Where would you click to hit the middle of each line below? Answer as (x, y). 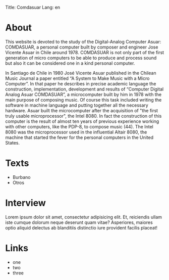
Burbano (21, 177)
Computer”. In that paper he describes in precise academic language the (81, 83)
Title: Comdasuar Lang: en (33, 7)
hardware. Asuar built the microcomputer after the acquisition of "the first (81, 110)
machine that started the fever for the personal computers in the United (79, 137)
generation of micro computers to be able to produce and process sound (81, 58)
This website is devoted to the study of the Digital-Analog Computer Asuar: (83, 41)
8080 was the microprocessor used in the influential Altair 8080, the (76, 132)
